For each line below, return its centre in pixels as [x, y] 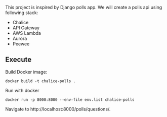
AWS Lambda [27, 33]
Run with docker [22, 90]
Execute [18, 60]
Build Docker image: [26, 72]
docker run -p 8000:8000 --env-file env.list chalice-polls [70, 100]
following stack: [22, 13]
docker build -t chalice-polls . [40, 81]
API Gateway [26, 28]
